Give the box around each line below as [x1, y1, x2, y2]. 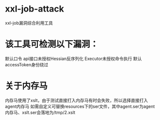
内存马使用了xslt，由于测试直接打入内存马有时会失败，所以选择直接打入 [5, 97, 148, 103]
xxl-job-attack [5, 3, 64, 15]
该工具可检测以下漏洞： [5, 39, 99, 50]
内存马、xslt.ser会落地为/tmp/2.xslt [5, 109, 76, 115]
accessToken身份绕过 [5, 61, 48, 67]
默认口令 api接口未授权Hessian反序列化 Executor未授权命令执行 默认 [5, 56, 142, 61]
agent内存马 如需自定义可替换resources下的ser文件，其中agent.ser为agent [5, 103, 155, 109]
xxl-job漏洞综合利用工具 [5, 20, 53, 26]
